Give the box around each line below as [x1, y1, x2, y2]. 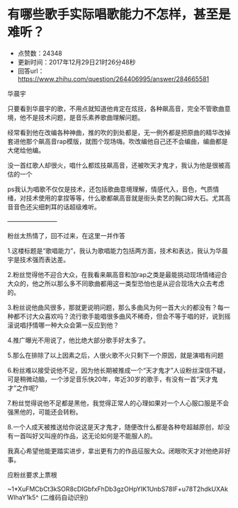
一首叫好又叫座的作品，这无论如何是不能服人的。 [13, 431, 157, 440]
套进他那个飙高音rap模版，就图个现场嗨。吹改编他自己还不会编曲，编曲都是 [7, 137, 228, 145]
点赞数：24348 [17, 49, 62, 57]
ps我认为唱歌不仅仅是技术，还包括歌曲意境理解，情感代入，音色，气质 [7, 185, 213, 193]
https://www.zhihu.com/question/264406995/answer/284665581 [17, 74, 210, 83]
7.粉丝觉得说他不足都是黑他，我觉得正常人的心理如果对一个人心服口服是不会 [7, 398, 229, 407]
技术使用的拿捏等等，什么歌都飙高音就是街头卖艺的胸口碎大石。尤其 [25, 193, 225, 202]
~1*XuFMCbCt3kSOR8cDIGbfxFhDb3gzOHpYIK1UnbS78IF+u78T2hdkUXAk [7, 485, 229, 493]
